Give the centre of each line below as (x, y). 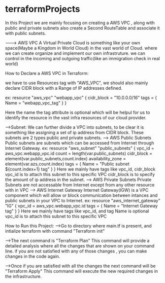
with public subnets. (26, 33)
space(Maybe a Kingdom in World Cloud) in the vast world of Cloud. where (81, 48)
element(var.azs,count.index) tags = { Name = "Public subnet (67, 164)
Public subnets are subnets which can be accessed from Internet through (80, 143)
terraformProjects (43, 9)
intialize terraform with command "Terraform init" (55, 231)
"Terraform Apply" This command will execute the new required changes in (82, 271)
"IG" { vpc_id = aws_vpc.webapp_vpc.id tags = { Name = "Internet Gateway (82, 206)
